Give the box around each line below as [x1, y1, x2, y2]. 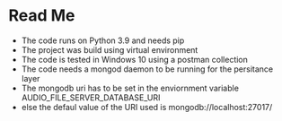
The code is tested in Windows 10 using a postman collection [21, 54, 249, 65]
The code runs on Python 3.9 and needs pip [21, 35, 185, 46]
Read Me [8, 5, 75, 26]
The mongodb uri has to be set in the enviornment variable [21, 82, 240, 93]
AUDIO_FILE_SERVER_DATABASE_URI [21, 91, 161, 103]
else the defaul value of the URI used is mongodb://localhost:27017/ [21, 101, 273, 112]
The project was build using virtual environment [21, 44, 198, 55]
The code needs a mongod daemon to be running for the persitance [21, 64, 274, 74]
